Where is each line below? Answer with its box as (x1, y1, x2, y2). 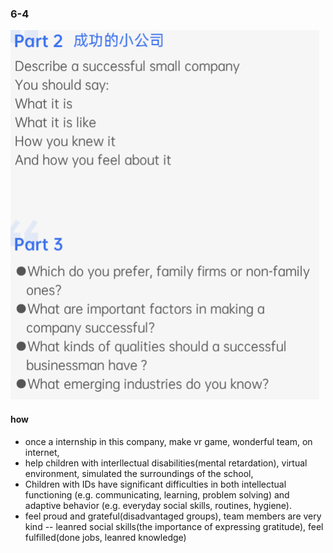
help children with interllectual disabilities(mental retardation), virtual (24, 457, 308, 469)
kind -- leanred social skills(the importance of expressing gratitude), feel (24, 520, 324, 532)
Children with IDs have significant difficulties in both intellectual (24, 478, 287, 490)
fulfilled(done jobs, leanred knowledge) (24, 531, 187, 543)
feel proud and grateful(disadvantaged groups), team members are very (24, 510, 322, 522)
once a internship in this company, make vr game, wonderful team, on (24, 435, 313, 447)
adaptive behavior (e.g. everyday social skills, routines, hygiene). (24, 499, 292, 511)
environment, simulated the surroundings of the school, (24, 467, 254, 479)
